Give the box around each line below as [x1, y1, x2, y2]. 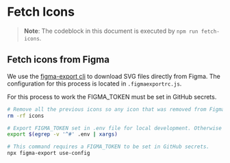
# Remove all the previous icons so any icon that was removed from [7, 105, 207, 113]
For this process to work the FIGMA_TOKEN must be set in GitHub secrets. [7, 92, 217, 101]
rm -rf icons [7, 112, 44, 119]
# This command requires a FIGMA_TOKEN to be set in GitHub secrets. [7, 143, 210, 151]
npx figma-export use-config [7, 150, 90, 157]
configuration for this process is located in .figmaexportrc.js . [7, 79, 182, 88]
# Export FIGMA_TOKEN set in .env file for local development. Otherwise [7, 125, 222, 131]
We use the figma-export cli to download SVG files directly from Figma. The [7, 72, 220, 80]
